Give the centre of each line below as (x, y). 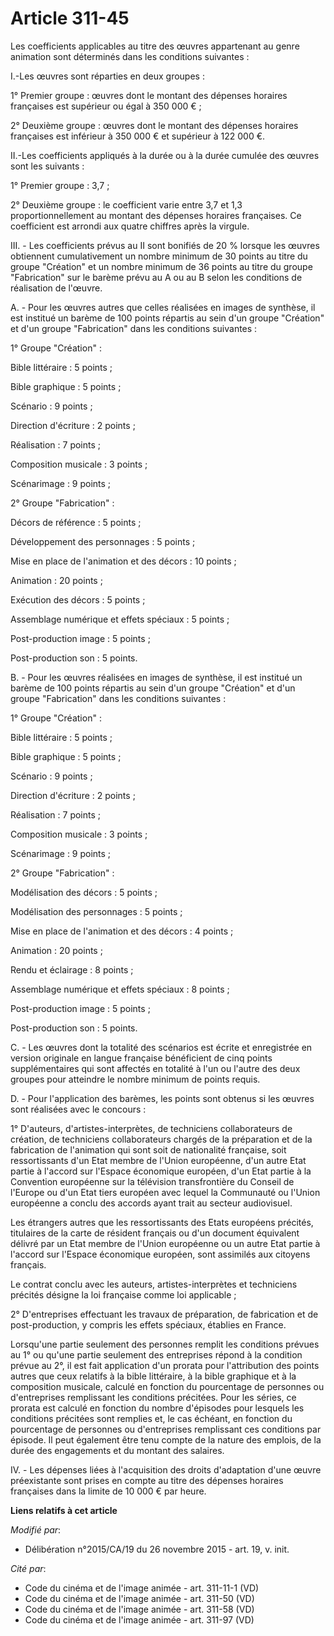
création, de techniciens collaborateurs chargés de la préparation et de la (161, 1139)
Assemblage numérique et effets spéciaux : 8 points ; (120, 989)
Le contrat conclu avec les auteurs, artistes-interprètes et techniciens (154, 1284)
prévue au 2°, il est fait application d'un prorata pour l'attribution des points (165, 1365)
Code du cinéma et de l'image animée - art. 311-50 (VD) (139, 1598)
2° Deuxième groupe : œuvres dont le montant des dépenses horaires (154, 125)
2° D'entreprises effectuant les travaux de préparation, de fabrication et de (164, 1314)
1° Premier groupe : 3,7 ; (60, 185)
